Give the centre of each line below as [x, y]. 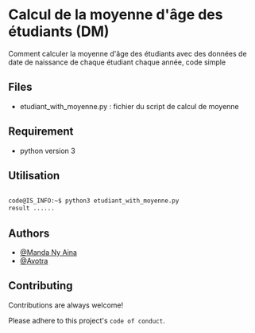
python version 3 [47, 151]
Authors [29, 233]
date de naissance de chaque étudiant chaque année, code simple [117, 62]
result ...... [32, 209]
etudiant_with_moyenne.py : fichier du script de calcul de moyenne [129, 106]
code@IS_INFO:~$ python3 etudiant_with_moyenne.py [94, 201]
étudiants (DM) [59, 31]
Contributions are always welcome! [66, 305]
